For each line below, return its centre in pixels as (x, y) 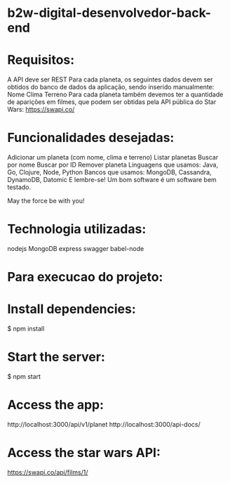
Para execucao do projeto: (85, 277)
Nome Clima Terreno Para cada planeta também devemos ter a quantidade (115, 95)
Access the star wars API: (84, 453)
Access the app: (55, 405)
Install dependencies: (72, 309)
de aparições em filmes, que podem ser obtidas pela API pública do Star (112, 102)
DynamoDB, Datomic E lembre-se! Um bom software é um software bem (112, 180)
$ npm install (26, 329)
